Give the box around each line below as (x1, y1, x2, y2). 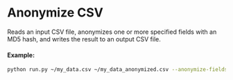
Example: (7, 50, 35, 59)
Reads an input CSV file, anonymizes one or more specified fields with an (7, 28, 217, 36)
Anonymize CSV (7, 5, 104, 21)
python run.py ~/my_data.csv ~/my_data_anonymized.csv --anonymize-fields (7, 66, 228, 73)
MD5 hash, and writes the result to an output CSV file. (7, 34, 161, 43)
